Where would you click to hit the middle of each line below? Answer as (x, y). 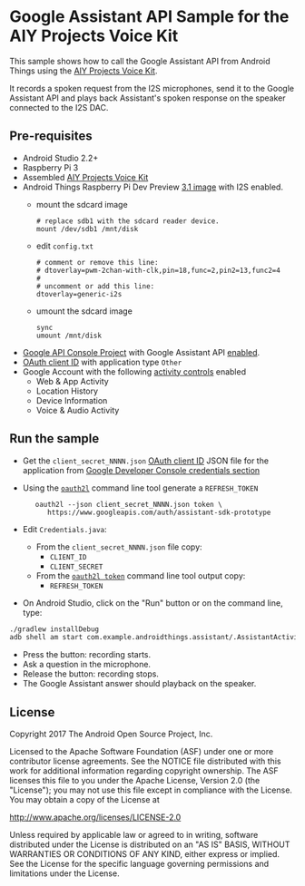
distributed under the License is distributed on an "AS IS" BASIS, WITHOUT (150, 844)
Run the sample (54, 438)
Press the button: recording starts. (87, 655)
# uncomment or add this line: (95, 286)
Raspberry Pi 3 (50, 167)
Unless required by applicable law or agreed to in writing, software (134, 835)
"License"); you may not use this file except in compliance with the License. (151, 790)
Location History (67, 391)
